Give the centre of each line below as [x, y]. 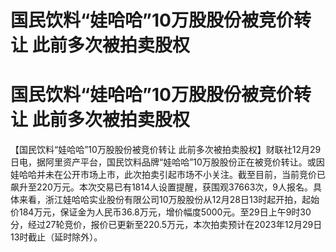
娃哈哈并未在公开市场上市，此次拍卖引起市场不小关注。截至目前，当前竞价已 [168, 175]
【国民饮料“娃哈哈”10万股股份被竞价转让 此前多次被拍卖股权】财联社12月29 [166, 150]
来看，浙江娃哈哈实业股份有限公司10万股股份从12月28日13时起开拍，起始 [169, 200]
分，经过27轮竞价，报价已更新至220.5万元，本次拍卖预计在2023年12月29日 [166, 225]
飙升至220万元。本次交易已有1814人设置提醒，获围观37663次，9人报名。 [162, 187]
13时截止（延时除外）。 [56, 237]
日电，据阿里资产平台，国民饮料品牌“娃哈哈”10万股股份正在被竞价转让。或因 [167, 162]
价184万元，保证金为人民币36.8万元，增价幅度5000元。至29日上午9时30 [161, 212]
